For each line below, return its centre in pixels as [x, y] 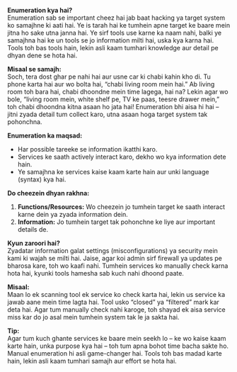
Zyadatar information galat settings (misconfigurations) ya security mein [112, 250]
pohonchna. [25, 122]
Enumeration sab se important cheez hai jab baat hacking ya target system [116, 18]
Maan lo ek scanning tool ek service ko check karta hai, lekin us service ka [116, 294]
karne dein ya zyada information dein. [73, 214]
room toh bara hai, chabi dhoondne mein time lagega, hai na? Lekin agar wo [118, 92]
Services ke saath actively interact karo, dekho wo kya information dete [122, 157]
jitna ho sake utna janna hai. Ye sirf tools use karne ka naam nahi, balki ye [115, 33]
